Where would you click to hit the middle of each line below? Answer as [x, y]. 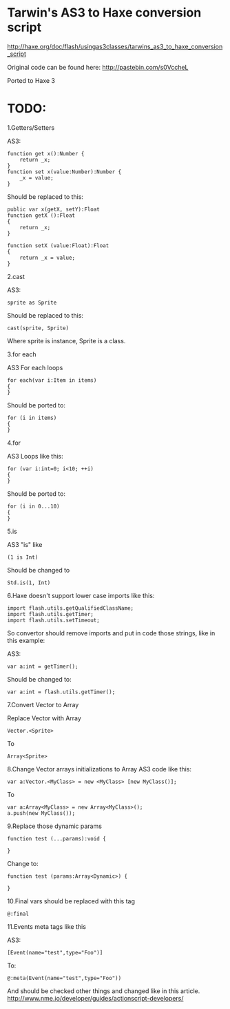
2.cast [16, 276]
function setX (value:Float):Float [58, 246]
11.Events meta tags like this [46, 926]
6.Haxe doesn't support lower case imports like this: [81, 595]
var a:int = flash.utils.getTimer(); [61, 692]
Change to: [23, 863]
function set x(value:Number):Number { [64, 172]
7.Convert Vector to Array [43, 704]
